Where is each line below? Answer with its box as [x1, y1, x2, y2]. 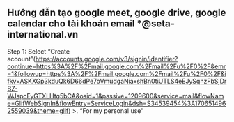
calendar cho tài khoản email [7, 18, 135, 30]
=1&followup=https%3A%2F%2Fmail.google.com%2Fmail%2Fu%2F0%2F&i [7, 69, 226, 77]
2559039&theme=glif [7, 106, 69, 115]
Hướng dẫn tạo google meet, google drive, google [7, 7, 226, 19]
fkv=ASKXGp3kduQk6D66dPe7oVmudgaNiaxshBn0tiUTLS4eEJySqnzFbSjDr [7, 77, 227, 85]
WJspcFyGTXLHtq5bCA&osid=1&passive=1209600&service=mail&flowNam [7, 91, 224, 100]
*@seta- [136, 18, 175, 30]
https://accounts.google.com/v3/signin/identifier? [35, 54, 178, 63]
